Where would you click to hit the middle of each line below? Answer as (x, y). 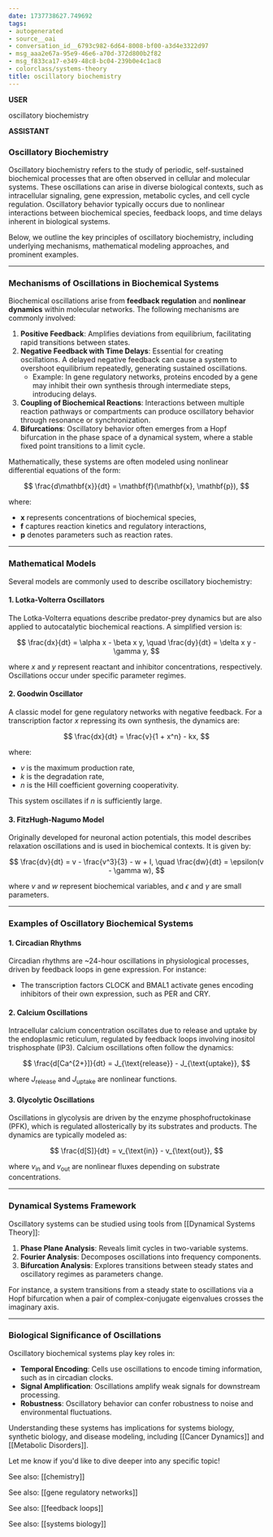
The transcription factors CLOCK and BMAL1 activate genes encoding (137, 985)
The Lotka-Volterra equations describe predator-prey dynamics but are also (135, 617)
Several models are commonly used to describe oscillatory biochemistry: (130, 581)
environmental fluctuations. (66, 1412)
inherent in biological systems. (60, 221)
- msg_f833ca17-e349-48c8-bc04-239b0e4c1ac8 (85, 62)
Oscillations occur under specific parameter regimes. (97, 675)
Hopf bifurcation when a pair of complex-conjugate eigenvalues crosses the (136, 1298)
